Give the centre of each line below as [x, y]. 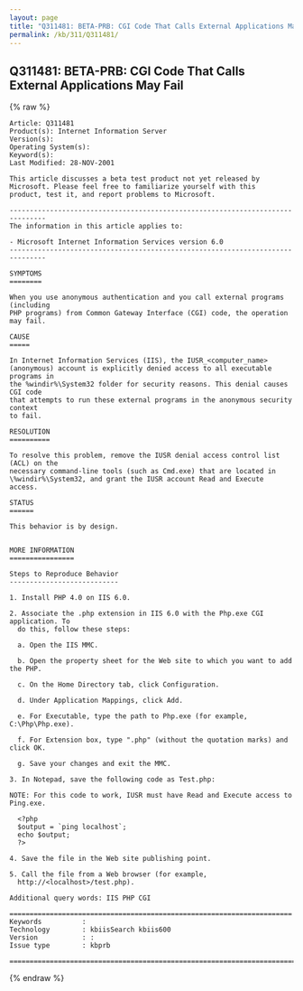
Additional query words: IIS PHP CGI [80, 898]
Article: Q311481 [42, 124]
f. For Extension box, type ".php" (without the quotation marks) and [153, 740]
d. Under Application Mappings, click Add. [100, 701]
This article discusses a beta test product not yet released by [134, 179]
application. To [40, 622]
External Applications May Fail [96, 85]
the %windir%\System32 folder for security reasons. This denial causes [149, 385]
